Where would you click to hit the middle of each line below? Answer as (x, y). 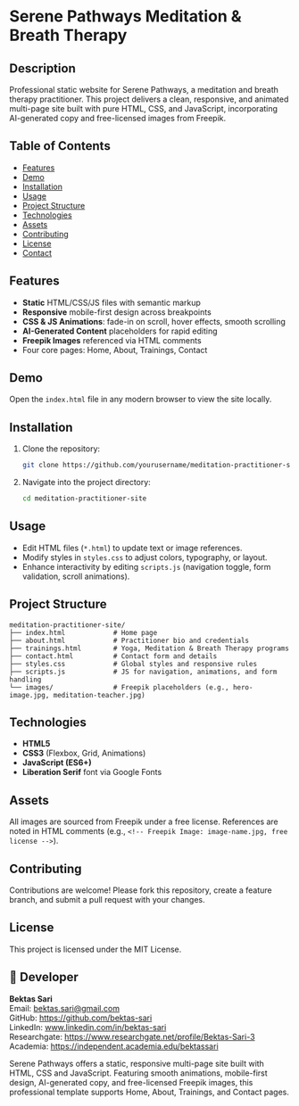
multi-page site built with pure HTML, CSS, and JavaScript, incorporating (144, 108)
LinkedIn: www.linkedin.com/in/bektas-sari (88, 1027)
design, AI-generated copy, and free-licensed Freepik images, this (131, 1082)
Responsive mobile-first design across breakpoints (116, 312)
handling (25, 680)
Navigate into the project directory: (87, 483)
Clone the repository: (61, 449)
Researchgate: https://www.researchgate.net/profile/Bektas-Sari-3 (133, 1036)
